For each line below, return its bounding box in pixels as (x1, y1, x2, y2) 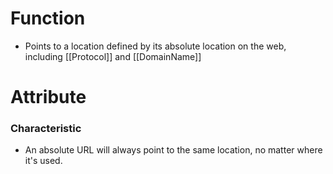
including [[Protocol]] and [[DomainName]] (24, 50, 202, 62)
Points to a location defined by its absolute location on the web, (24, 40, 287, 52)
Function (10, 7, 86, 30)
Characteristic (10, 122, 82, 136)
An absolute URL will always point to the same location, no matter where (24, 144, 323, 156)
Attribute (10, 86, 87, 109)
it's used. (24, 155, 63, 167)
